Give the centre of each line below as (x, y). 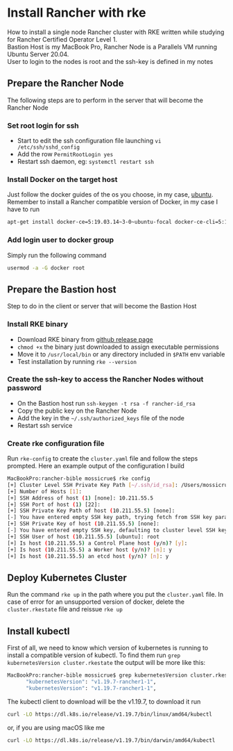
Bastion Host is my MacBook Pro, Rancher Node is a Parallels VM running (112, 47)
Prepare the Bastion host (62, 289)
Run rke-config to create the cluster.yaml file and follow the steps (103, 459)
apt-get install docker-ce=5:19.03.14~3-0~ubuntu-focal (89, 222)
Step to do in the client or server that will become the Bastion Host (102, 306)
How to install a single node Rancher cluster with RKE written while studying (116, 32)
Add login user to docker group (61, 240)
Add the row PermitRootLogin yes (65, 154)
